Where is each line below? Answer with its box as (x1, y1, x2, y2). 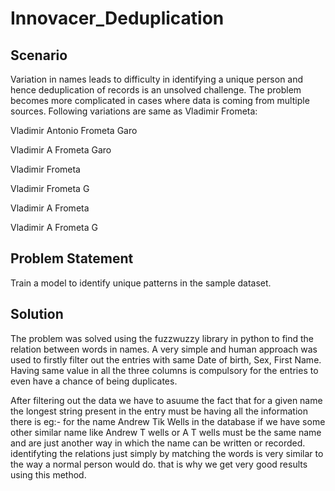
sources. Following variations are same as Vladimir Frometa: (10, 105, 258, 117)
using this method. (10, 468, 87, 481)
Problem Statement (10, 250, 134, 267)
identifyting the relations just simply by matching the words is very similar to (10, 447, 324, 459)
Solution (10, 306, 64, 323)
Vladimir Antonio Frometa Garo (10, 125, 138, 136)
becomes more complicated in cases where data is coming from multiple (10, 95, 310, 106)
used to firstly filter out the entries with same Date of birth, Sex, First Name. (10, 353, 322, 366)
